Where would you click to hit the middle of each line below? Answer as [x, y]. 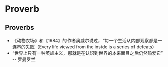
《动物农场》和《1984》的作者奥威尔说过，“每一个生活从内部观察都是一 [87, 40]
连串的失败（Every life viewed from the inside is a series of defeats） [84, 47]
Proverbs [20, 28]
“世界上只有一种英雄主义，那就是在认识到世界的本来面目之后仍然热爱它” [88, 53]
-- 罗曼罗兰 [24, 59]
